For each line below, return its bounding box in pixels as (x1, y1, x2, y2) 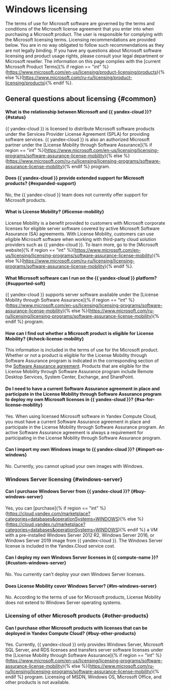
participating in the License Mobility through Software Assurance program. (5, 435, 161, 441)
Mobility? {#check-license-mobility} (5, 336, 84, 342)
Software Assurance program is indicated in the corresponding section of (5, 357, 159, 364)
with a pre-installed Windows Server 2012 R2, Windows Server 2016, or (5, 532, 155, 538)
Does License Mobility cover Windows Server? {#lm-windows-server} (5, 583, 157, 589)
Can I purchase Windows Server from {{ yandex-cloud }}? (5, 488, 130, 494)
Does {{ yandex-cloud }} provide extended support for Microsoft (5, 175, 145, 181)
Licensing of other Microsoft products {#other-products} (5, 612, 149, 619)
